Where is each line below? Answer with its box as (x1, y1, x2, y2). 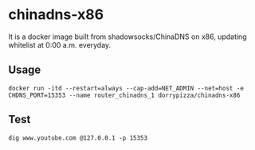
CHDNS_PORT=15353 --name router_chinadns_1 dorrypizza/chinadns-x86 (8, 91, 241, 99)
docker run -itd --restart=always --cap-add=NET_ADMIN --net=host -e (8, 84, 245, 92)
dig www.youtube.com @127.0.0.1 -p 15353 (8, 133, 148, 142)
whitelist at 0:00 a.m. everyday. (8, 40, 112, 49)
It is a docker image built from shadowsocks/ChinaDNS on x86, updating (8, 32, 247, 41)
